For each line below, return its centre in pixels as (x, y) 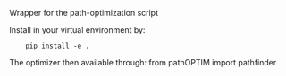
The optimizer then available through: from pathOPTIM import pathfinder (143, 62)
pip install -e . (58, 46)
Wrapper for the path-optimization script (84, 13)
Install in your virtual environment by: (77, 30)
